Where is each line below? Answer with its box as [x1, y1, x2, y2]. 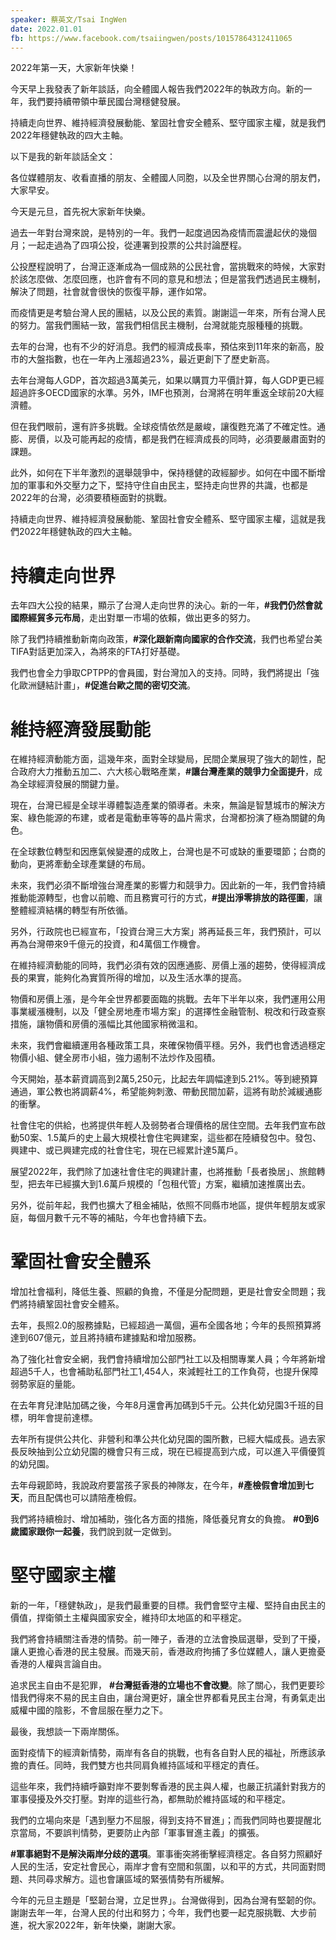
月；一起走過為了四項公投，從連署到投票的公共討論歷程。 [10, 239, 247, 251]
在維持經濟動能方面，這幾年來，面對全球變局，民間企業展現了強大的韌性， [10, 753, 317, 765]
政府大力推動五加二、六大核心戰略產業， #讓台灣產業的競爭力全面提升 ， [18, 766, 315, 778]
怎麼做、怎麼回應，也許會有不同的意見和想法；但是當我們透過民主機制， [27, 273, 326, 285]
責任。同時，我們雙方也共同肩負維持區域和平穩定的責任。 [27, 1759, 265, 1771]
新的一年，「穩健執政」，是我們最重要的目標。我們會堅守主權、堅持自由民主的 [10, 1599, 326, 1611]
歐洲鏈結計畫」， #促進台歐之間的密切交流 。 [18, 679, 197, 691]
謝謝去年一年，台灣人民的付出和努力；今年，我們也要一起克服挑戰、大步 [10, 1907, 308, 1919]
